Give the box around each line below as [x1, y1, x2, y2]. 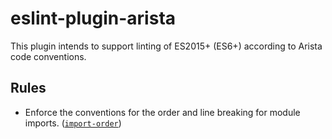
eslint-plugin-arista [10, 7, 177, 30]
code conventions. [10, 50, 87, 62]
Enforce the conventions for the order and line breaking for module [24, 106, 301, 118]
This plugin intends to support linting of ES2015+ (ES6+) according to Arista [10, 40, 323, 52]
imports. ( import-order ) [24, 117, 122, 129]
